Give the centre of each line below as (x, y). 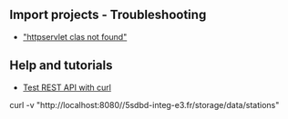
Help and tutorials (61, 66)
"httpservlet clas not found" (75, 36)
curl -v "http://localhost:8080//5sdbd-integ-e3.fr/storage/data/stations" (144, 104)
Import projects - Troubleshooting (108, 15)
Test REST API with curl (67, 87)
